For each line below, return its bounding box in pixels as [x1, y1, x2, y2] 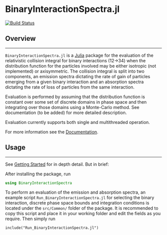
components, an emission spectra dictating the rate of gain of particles [5, 73, 151, 79]
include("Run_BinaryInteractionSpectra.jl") [5, 226, 99, 231]
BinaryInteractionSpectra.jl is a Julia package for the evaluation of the [5, 52, 154, 58]
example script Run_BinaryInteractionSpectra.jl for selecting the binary [5, 195, 155, 201]
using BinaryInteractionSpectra [5, 180, 72, 185]
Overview [5, 34, 36, 43]
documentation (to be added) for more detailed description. [5, 110, 127, 116]
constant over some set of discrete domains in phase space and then [5, 99, 147, 105]
